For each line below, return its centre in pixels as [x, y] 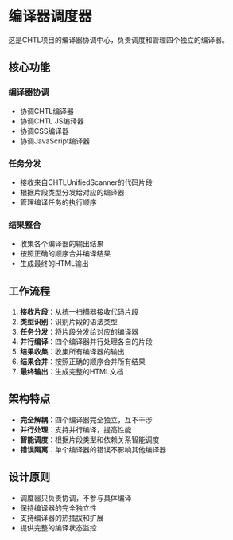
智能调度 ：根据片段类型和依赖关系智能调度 [89, 440]
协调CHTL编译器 [47, 111]
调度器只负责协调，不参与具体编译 [76, 498]
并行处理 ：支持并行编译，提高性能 [76, 429]
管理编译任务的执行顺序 [58, 202]
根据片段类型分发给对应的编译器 [72, 192]
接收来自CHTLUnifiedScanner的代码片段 [86, 182]
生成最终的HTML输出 [54, 264]
